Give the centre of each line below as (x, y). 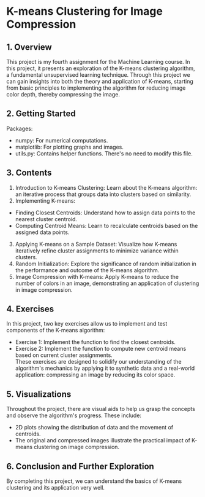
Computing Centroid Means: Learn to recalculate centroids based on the (106, 225)
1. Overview (29, 47)
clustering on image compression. (76, 447)
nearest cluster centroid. (46, 219)
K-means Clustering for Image (85, 11)
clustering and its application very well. (56, 488)
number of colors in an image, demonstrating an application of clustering (107, 283)
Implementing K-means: (45, 200)
